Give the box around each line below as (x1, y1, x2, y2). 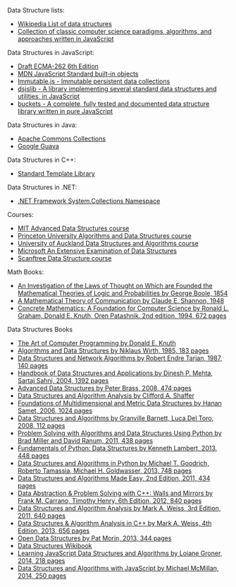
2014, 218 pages (17, 557, 66, 564)
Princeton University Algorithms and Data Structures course (17, 232, 192, 239)
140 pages (17, 362, 49, 369)
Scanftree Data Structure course (17, 254, 112, 262)
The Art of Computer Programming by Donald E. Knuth (17, 339, 176, 347)
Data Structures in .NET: (7, 183, 77, 191)
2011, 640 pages (17, 511, 66, 520)
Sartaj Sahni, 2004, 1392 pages (17, 376, 109, 384)
